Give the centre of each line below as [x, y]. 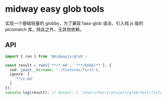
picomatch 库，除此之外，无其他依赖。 [45, 29]
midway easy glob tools [55, 9]
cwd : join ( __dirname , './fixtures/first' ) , [55, 70]
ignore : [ [20, 75]
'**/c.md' [24, 79]
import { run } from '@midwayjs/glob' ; [46, 56]
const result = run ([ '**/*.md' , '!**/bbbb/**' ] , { [58, 65]
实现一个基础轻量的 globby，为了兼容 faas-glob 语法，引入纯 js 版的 [74, 23]
